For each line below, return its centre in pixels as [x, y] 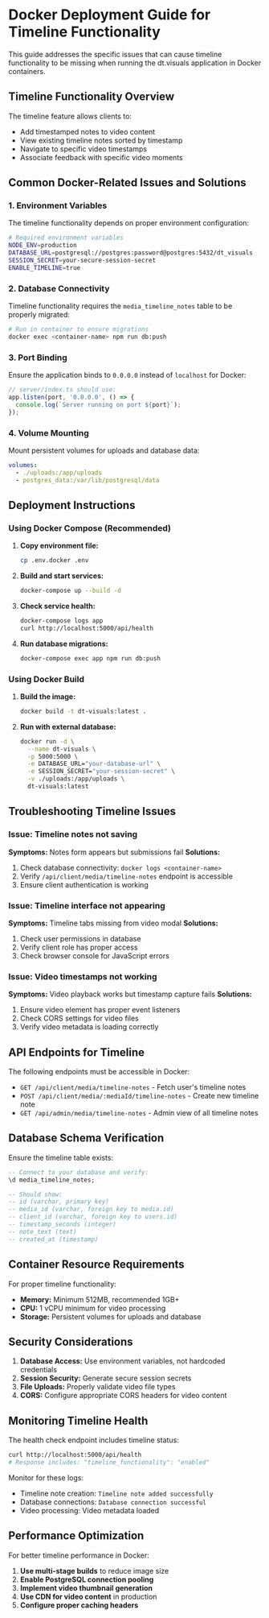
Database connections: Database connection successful [113, 1502]
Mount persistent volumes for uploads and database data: [104, 450]
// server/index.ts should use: [62, 390]
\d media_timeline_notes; [51, 1180]
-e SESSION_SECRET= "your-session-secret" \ [101, 772]
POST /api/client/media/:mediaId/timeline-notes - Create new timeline [139, 1096]
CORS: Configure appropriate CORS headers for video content [123, 1396]
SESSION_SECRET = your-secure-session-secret [82, 261]
